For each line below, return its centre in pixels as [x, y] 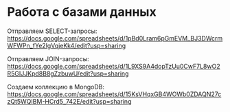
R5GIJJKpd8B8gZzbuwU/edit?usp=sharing [68, 74]
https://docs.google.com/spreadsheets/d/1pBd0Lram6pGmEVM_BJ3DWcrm [115, 38]
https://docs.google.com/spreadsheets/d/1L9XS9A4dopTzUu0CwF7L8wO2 [114, 66]
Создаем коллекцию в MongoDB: [56, 87]
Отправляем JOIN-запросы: [48, 58]
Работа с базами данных [82, 12]
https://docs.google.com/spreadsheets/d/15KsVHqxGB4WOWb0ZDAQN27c [114, 94]
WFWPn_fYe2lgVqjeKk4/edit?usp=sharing [67, 45]
